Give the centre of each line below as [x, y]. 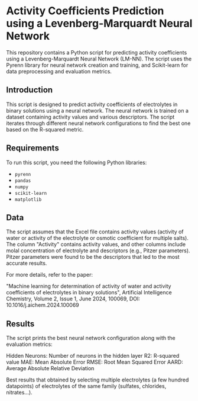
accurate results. [27, 263]
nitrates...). [19, 393]
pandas [23, 181]
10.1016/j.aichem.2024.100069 [43, 305]
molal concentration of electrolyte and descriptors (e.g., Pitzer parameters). [98, 251]
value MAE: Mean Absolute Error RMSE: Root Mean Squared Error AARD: [95, 362]
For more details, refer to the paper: [50, 275]
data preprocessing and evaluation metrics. [59, 71]
